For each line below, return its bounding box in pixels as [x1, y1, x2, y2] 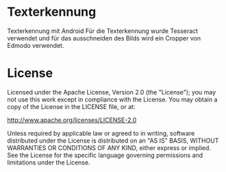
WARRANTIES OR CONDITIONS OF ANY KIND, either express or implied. [7, 143, 211, 151]
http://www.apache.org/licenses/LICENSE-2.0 [7, 116, 137, 124]
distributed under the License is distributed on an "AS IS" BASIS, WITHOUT [7, 136, 219, 145]
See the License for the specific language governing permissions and [7, 151, 203, 159]
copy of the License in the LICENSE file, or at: [7, 102, 136, 110]
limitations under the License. [7, 158, 90, 167]
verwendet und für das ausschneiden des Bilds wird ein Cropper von [7, 34, 201, 42]
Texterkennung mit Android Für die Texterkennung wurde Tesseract [7, 27, 199, 35]
